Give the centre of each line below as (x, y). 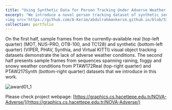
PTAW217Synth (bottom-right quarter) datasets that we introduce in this (81, 72)
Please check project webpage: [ (40, 97)
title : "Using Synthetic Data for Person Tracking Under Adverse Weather (86, 10)
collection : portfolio (29, 24)
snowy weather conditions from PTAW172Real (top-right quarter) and (78, 66)
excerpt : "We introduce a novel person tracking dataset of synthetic (82, 15)
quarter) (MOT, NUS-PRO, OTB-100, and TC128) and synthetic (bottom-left (84, 45)
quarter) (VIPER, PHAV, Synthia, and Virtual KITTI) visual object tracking (81, 50)
